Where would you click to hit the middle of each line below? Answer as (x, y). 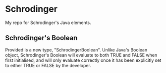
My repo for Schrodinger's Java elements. (48, 23)
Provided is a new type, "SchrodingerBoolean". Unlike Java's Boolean (76, 49)
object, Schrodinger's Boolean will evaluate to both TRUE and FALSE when (81, 55)
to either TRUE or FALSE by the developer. (48, 65)
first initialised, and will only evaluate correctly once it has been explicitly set (83, 60)
